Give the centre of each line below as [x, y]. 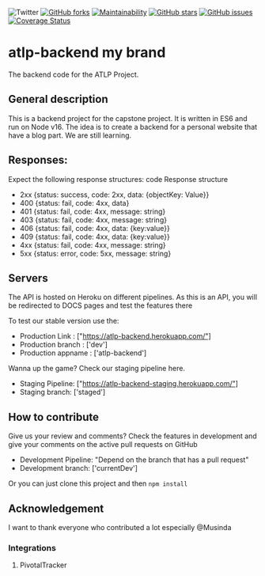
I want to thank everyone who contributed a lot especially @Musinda [120, 527]
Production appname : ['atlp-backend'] [83, 353]
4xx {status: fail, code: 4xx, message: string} [93, 244]
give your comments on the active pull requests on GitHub [103, 445]
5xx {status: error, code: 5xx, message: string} [95, 253]
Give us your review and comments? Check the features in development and [132, 436]
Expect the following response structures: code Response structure [118, 179]
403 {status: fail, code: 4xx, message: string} [93, 220]
